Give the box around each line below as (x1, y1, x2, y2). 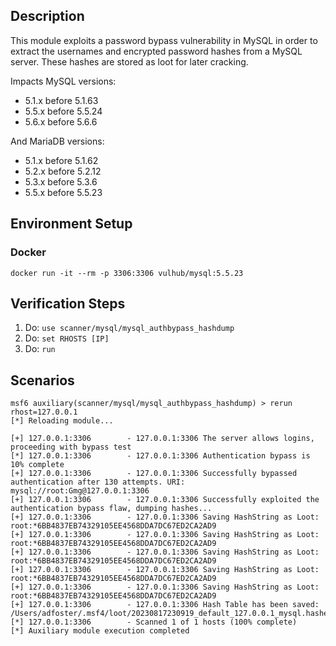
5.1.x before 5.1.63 (24, 94, 99, 106)
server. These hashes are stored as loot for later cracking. (10, 55, 249, 68)
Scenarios (10, 372, 75, 389)
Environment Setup (10, 215, 133, 233)
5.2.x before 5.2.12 (24, 165, 102, 177)
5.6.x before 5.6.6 (24, 115, 98, 128)
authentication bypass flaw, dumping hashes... (10, 504, 213, 514)
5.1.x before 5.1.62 (24, 154, 99, 166)
